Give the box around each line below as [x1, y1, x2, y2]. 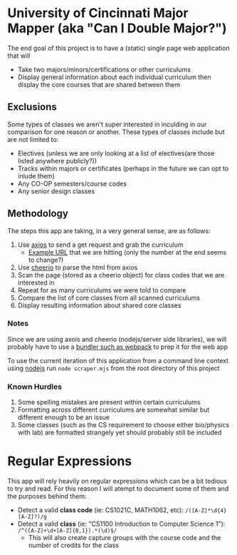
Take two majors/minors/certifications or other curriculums [17, 65, 191, 73]
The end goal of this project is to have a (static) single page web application [7, 44, 230, 52]
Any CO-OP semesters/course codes [17, 179, 127, 188]
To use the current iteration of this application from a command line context [7, 356, 229, 365]
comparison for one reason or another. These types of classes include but [7, 127, 226, 136]
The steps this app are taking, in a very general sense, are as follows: [7, 226, 211, 235]
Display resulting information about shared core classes [17, 301, 181, 310]
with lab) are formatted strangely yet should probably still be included [17, 428, 222, 437]
